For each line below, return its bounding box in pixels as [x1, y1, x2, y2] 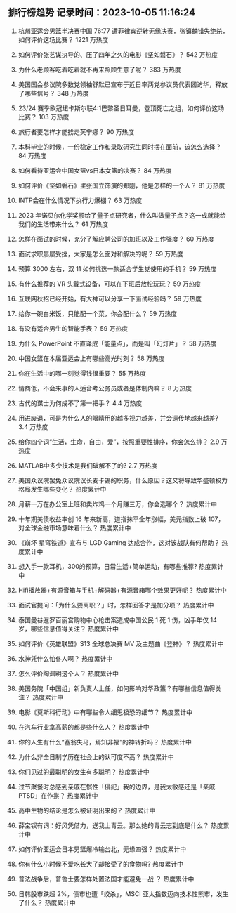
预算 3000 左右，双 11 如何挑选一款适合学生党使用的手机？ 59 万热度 [18, 264, 217, 272]
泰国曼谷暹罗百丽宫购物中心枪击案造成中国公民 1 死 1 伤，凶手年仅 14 [18, 615, 217, 624]
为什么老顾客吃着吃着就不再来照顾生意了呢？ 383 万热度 [18, 65, 181, 74]
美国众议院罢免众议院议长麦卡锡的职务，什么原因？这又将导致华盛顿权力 [18, 476, 228, 485]
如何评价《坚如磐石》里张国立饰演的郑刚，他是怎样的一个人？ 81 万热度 [18, 181, 225, 190]
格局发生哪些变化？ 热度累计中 [18, 485, 107, 493]
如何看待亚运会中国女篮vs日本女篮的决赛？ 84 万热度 [18, 166, 172, 174]
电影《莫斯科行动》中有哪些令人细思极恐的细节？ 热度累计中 [18, 708, 192, 716]
